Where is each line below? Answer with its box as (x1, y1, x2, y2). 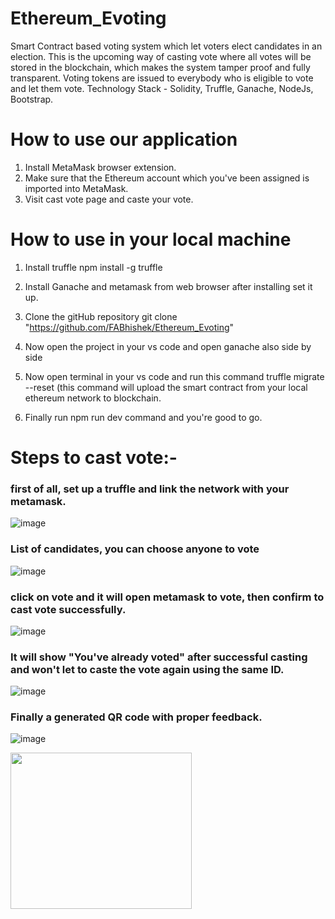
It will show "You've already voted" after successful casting (10, 650, 308, 664)
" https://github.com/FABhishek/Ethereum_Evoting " (24, 321, 235, 333)
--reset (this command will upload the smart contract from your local (24, 381, 308, 393)
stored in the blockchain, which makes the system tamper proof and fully (10, 61, 311, 73)
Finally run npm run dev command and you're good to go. (24, 411, 263, 423)
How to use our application (10, 128, 238, 151)
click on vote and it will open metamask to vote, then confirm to (10, 590, 325, 604)
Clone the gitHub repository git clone (24, 310, 178, 322)
